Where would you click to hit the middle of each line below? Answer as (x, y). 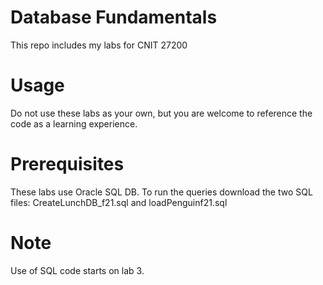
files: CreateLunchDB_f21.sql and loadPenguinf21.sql (119, 202)
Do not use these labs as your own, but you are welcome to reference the (161, 113)
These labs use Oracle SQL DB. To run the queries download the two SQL (161, 192)
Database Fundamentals (114, 17)
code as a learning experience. (74, 123)
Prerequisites (67, 164)
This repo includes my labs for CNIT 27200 (99, 45)
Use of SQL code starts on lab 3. (77, 270)
